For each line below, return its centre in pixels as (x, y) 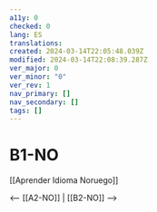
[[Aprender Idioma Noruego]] (64, 180)
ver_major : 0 (34, 69)
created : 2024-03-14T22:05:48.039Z (77, 52)
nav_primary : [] (40, 93)
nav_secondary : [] (44, 102)
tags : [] (26, 111)
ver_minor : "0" (38, 77)
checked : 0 (30, 26)
